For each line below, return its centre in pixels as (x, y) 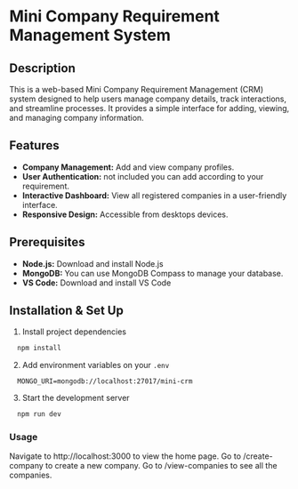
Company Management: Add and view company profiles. (128, 167)
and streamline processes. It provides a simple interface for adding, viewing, (149, 108)
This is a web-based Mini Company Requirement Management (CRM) (137, 89)
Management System (90, 35)
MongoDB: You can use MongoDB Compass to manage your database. (153, 273)
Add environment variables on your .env (96, 365)
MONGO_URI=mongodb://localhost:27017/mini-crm (105, 381)
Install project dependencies (74, 332)
